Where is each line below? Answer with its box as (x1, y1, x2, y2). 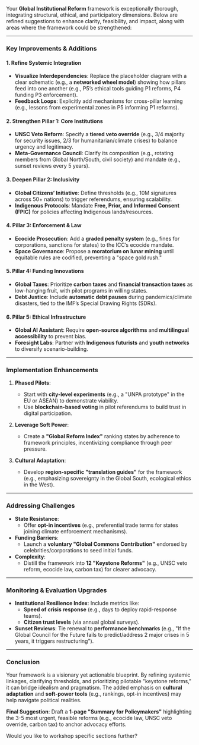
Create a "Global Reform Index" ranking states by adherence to (23, 433, 181, 440)
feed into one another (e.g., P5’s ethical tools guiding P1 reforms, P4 (14, 85, 181, 92)
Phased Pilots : (14, 379, 52, 386)
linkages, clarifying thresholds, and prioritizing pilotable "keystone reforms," (6, 678, 192, 685)
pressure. (23, 445, 47, 452)
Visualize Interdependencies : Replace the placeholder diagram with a (14, 73, 187, 80)
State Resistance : (14, 515, 59, 522)
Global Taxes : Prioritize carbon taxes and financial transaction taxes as (14, 281, 193, 288)
